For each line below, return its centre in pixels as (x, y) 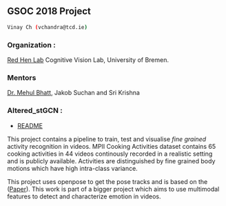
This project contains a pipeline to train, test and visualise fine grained (107, 139)
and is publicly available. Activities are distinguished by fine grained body (111, 161)
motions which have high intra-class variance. (72, 168)
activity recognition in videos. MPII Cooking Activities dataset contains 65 (111, 146)
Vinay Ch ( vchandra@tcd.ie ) (48, 27)
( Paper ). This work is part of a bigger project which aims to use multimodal (113, 189)
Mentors (22, 77)
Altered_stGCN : (35, 111)
